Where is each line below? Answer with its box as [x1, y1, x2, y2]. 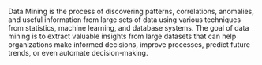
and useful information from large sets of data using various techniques [8, 15, 241, 24]
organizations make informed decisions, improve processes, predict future [8, 40, 251, 49]
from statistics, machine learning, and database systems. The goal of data [8, 23, 249, 32]
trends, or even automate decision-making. [8, 49, 148, 57]
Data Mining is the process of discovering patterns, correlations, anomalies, [8, 7, 255, 16]
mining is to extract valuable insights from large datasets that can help [8, 31, 237, 41]
